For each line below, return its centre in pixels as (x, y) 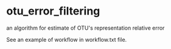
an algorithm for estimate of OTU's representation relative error (85, 28)
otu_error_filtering (53, 11)
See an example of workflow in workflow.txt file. (67, 39)
